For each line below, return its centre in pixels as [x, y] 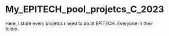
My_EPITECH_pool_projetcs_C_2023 [85, 9]
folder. [12, 28]
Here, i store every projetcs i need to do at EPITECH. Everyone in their [79, 23]
